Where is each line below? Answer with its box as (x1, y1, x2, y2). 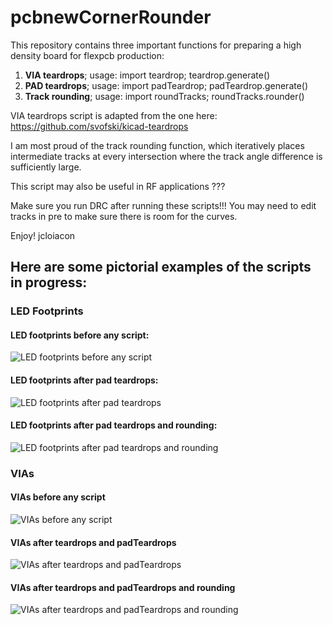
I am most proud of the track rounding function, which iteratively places (10, 139, 305, 151)
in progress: (10, 274, 88, 291)
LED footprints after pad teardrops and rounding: (10, 419, 218, 431)
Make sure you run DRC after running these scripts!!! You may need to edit (10, 199, 317, 211)
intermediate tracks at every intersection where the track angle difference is (10, 150, 323, 162)
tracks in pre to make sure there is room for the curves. (10, 210, 238, 222)
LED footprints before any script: (10, 329, 150, 341)
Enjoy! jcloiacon (10, 229, 76, 241)
